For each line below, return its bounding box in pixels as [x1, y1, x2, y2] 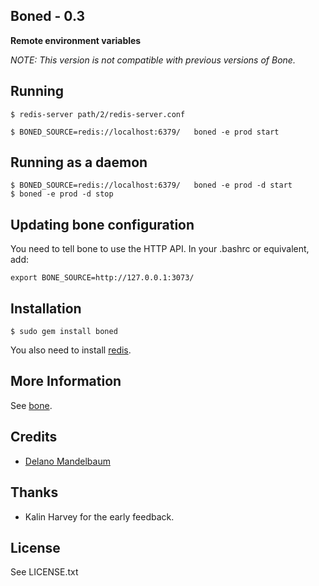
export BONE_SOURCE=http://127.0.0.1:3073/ [10, 273, 195, 283]
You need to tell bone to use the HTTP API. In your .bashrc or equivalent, [10, 243, 310, 255]
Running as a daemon [10, 154, 148, 171]
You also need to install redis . [10, 344, 132, 356]
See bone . [10, 399, 53, 411]
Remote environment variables [10, 34, 142, 46]
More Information [10, 373, 122, 390]
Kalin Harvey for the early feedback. [24, 510, 175, 523]
